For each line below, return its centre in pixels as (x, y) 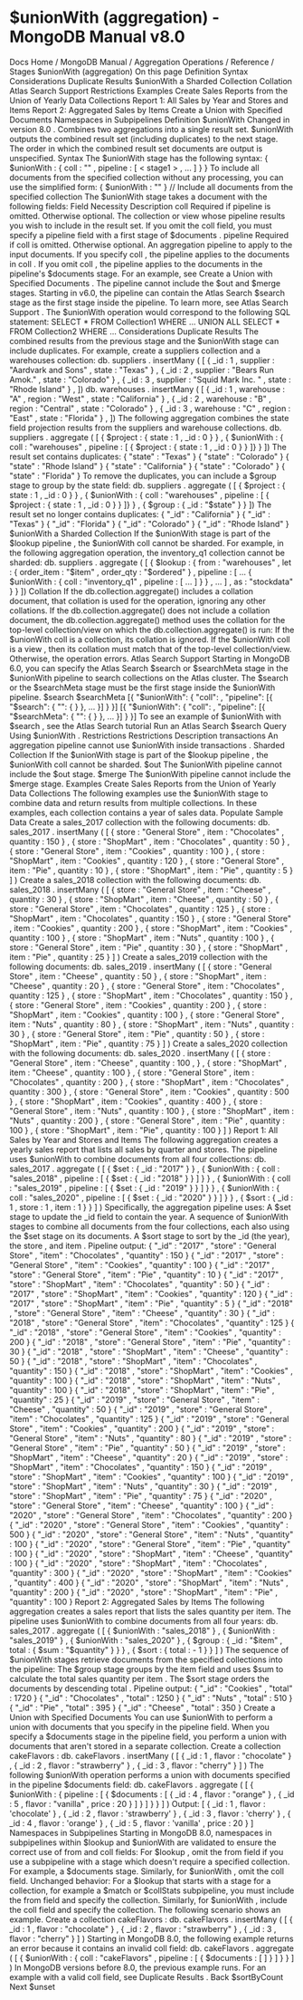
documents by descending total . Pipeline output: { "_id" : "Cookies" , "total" (151, 1688)
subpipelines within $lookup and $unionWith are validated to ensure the (143, 1842)
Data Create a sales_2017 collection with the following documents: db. (140, 822)
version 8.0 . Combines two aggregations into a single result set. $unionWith (151, 129)
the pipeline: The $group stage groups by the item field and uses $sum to (147, 1668)
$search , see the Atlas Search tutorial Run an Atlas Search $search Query (148, 726)
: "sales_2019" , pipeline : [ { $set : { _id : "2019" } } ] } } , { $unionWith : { (145, 1187)
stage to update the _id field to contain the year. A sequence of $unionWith (149, 1216)
